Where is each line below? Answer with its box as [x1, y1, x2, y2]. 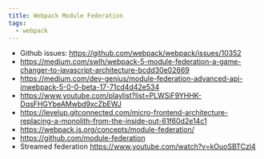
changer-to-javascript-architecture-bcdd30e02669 [19, 66, 190, 75]
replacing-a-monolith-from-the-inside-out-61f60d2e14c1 [19, 117, 207, 126]
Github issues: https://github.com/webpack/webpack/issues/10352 [19, 49, 242, 58]
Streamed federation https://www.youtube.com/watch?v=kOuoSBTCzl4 [19, 141, 256, 152]
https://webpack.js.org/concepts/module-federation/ [19, 125, 194, 134]
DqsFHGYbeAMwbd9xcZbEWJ [19, 99, 122, 109]
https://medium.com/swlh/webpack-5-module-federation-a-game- [19, 57, 242, 66]
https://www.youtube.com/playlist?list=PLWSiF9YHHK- [19, 91, 202, 101]
